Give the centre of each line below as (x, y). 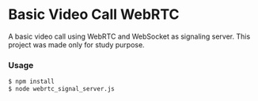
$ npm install (32, 82)
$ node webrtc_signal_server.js (61, 89)
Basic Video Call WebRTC (94, 15)
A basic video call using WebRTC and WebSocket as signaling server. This (129, 36)
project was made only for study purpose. (76, 44)
